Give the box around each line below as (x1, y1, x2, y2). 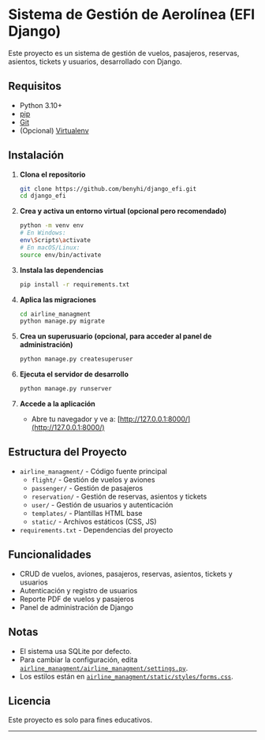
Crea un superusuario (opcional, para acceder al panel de (19, 331, 212, 341)
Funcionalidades (8, 548, 92, 562)
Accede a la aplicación (19, 399, 96, 409)
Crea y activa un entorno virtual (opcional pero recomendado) (19, 207, 227, 216)
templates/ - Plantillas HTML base (31, 508, 143, 518)
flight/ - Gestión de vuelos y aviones (31, 475, 155, 484)
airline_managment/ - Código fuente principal (19, 466, 167, 476)
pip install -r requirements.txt (19, 280, 130, 289)
